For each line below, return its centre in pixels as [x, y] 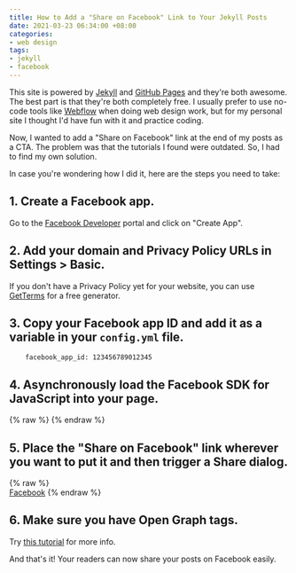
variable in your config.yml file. [97, 337]
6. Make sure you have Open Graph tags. [124, 520]
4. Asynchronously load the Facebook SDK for [140, 385]
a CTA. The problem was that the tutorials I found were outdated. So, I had [145, 146]
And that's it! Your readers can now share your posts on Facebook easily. [143, 559]
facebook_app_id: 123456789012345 [89, 357]
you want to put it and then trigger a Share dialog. [148, 462]
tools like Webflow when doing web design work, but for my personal [156, 111]
